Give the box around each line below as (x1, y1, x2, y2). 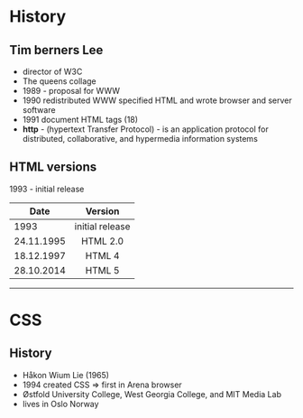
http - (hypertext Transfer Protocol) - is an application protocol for (22, 124, 269, 135)
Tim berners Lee (9, 42, 104, 58)
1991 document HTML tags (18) (22, 115, 138, 125)
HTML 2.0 (80, 235, 124, 247)
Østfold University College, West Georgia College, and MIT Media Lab (22, 388, 282, 399)
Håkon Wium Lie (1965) (22, 369, 110, 380)
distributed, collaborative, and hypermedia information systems (22, 134, 259, 144)
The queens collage (22, 76, 96, 87)
